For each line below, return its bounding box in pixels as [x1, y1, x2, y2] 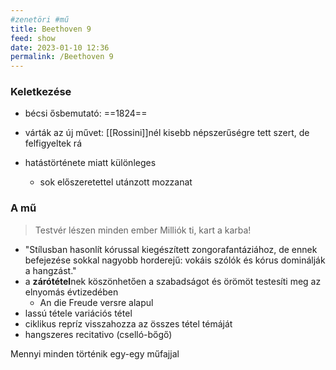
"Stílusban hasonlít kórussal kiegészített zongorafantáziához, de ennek [24, 243, 318, 255]
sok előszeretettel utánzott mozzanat [39, 176, 193, 188]
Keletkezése [10, 85, 72, 99]
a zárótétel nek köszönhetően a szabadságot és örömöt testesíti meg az [24, 275, 322, 287]
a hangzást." [24, 264, 77, 276]
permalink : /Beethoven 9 [10, 52, 114, 62]
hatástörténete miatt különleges [24, 157, 157, 169]
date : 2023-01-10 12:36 [10, 42, 110, 53]
